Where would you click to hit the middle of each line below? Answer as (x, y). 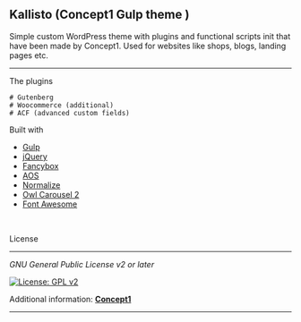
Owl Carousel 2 (51, 194)
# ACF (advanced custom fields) (69, 113)
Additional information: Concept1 (70, 299)
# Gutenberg (31, 97)
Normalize (41, 185)
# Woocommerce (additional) (62, 105)
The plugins (31, 80)
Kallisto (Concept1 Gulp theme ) (99, 15)
